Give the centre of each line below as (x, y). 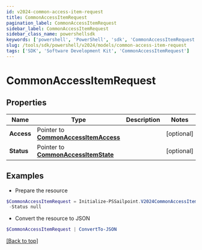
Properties (26, 103)
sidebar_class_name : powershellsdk (51, 34)
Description (143, 120)
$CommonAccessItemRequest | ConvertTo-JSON (62, 230)
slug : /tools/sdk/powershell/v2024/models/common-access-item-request (96, 46)
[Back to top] (22, 241)
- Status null (25, 207)
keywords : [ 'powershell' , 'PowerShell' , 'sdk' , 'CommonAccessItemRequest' (102, 40)
